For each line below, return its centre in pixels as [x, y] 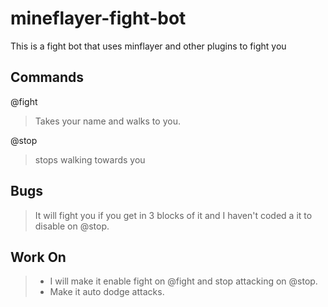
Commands [47, 77]
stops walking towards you [90, 159]
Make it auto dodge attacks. [107, 292]
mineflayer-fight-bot [98, 18]
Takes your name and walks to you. [107, 121]
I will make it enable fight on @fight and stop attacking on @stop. [183, 281]
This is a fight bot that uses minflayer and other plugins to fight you [148, 46]
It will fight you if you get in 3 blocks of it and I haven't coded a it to [173, 215]
